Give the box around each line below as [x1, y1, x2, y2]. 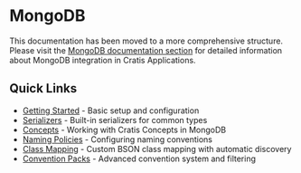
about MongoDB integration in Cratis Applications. [9, 54, 196, 65]
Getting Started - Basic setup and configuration [22, 105, 200, 116]
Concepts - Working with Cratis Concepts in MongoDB [22, 124, 227, 135]
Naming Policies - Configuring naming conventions [22, 133, 212, 145]
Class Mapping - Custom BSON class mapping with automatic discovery [22, 143, 292, 154]
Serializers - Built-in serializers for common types [22, 114, 208, 125]
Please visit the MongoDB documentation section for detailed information [9, 44, 283, 55]
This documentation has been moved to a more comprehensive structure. [9, 35, 283, 46]
